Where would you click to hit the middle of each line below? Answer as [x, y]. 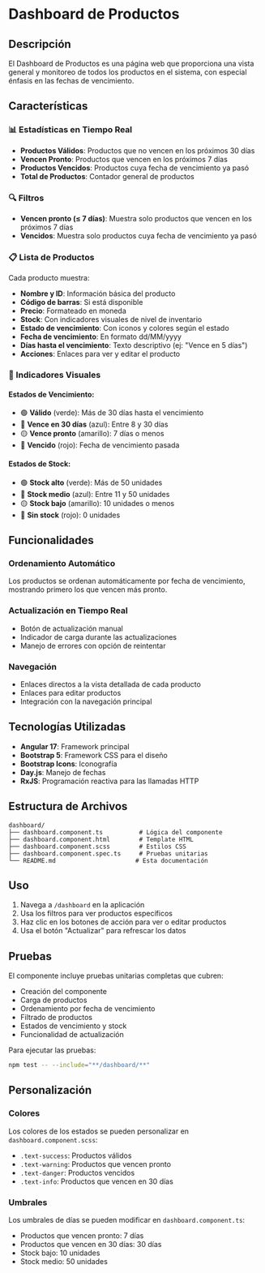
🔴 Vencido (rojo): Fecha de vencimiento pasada [100, 445]
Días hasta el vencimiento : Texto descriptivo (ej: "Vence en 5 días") [134, 345]
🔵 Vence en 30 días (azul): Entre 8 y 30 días [94, 424]
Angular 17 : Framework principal [75, 746]
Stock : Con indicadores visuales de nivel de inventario [111, 319]
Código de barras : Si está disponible [81, 302]
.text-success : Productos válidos [76, 1155]
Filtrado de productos [56, 1018]
